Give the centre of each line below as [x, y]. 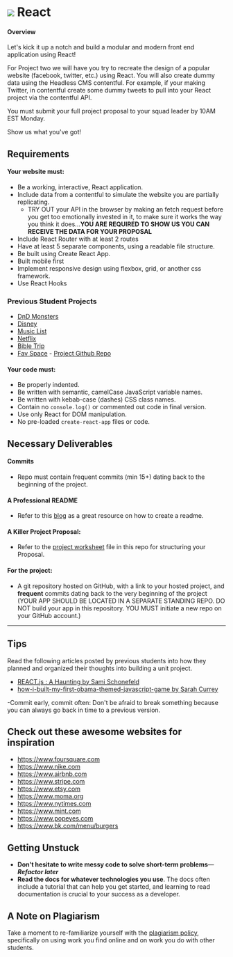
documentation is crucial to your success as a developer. [98, 894]
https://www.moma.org [50, 796]
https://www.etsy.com [49, 789]
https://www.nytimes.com [54, 804]
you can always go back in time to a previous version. [84, 710]
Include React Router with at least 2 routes [78, 239]
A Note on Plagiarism [54, 916]
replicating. [33, 202]
